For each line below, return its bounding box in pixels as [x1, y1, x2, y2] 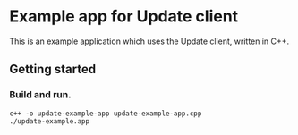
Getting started [9, 62, 97, 77]
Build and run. [9, 89, 72, 101]
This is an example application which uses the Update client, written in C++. [9, 36, 290, 46]
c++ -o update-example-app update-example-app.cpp [9, 109, 202, 118]
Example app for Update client [9, 6, 239, 27]
